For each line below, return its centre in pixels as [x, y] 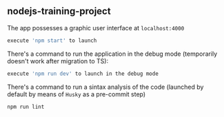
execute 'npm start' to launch [52, 41]
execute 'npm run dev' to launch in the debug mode [83, 74]
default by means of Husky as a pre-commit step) [77, 94]
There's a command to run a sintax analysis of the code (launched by [105, 87]
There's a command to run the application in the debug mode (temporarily [112, 54]
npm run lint [26, 107]
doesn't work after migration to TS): [58, 61]
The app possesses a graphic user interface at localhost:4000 [96, 28]
